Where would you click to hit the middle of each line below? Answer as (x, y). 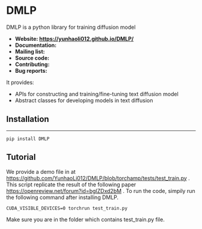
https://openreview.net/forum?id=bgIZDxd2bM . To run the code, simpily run (101, 191)
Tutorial (21, 157)
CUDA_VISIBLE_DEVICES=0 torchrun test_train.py (67, 208)
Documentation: (36, 45)
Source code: (32, 58)
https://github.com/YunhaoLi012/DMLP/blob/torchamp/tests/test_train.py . (98, 178)
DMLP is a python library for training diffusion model (71, 27)
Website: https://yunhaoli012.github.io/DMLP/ (74, 38)
